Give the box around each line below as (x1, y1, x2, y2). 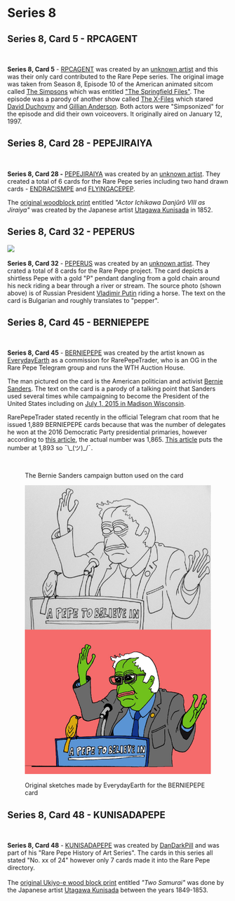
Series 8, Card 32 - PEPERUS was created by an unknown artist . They (7, 259, 210, 267)
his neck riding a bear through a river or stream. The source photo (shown (7, 281, 222, 290)
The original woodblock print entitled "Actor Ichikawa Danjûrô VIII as (7, 198, 206, 206)
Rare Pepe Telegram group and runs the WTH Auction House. (7, 363, 186, 372)
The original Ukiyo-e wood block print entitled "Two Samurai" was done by (7, 879, 224, 887)
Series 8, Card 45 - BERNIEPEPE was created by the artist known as (7, 348, 205, 357)
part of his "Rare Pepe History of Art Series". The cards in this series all (7, 848, 213, 857)
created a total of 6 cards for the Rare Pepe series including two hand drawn (7, 177, 229, 185)
